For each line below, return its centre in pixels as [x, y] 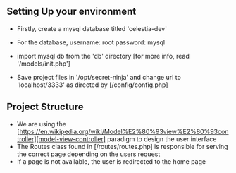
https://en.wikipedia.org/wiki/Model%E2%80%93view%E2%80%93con [124, 131]
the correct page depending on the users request [88, 154]
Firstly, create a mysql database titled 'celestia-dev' [92, 28]
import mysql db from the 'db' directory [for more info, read [103, 56]
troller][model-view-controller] [61, 139]
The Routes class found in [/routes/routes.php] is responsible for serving [122, 146]
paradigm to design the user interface [162, 139]
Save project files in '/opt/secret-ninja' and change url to [99, 77]
